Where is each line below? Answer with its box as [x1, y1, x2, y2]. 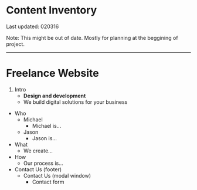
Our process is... [23, 160, 63, 167]
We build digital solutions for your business [23, 98, 128, 106]
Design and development [23, 92, 86, 99]
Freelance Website [6, 67, 99, 80]
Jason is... [32, 134, 57, 141]
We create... [23, 147, 53, 154]
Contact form [32, 178, 64, 185]
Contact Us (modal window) [23, 172, 91, 179]
